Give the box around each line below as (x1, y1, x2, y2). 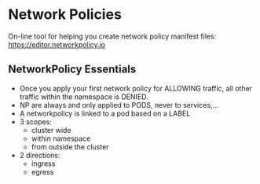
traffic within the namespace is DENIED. (19, 92, 149, 101)
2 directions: (19, 150, 60, 160)
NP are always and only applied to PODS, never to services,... (19, 100, 219, 109)
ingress (31, 159, 56, 168)
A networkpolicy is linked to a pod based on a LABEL (19, 109, 191, 118)
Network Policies (8, 6, 122, 24)
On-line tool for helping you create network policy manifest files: (8, 31, 217, 41)
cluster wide (31, 125, 72, 134)
